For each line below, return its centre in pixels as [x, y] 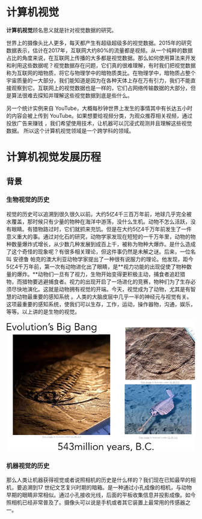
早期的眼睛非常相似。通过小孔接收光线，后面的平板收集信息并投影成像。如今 [101, 495]
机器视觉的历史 [28, 466]
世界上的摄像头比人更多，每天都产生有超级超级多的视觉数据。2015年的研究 [99, 43]
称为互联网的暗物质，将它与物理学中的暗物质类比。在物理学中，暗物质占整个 [101, 73]
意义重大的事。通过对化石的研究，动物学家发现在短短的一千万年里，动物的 [98, 236]
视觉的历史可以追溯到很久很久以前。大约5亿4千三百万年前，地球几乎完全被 [99, 214]
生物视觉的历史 [28, 200]
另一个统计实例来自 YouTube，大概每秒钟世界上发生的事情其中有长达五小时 [99, 108]
